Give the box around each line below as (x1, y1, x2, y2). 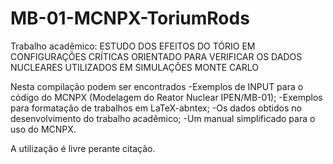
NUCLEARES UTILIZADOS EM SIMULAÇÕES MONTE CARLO (10, 61, 259, 73)
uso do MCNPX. (10, 123, 77, 135)
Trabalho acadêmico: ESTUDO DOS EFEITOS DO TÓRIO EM (10, 40, 256, 52)
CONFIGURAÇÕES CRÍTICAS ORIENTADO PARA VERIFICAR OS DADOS (10, 50, 303, 62)
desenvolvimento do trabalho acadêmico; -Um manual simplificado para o (10, 112, 316, 124)
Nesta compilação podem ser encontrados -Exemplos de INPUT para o (10, 80, 304, 92)
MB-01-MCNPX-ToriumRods (10, 7, 250, 30)
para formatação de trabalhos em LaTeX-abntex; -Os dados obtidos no (10, 102, 302, 114)
